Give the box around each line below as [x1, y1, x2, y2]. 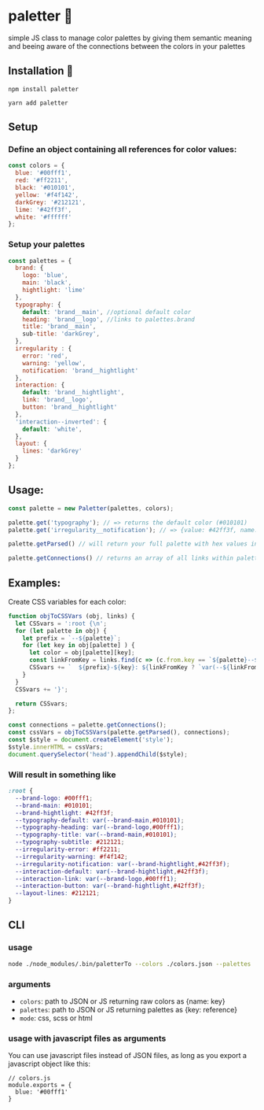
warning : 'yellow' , [22, 359, 86, 367]
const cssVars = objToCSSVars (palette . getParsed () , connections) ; [8, 728, 230, 737]
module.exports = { [8, 1082, 72, 1090]
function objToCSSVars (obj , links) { [8, 612, 135, 620]
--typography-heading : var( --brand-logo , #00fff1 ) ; [15, 823, 185, 831]
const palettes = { [8, 257, 72, 265]
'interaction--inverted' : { [15, 417, 108, 426]
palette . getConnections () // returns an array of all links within [8, 554, 234, 562]
